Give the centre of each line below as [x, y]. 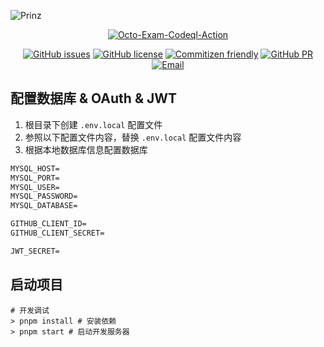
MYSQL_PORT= [35, 178]
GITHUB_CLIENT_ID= [48, 224]
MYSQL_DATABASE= [44, 206]
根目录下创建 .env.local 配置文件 [93, 124]
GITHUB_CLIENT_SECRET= [57, 233]
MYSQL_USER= [35, 187]
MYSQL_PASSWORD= [44, 196]
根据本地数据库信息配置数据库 [86, 149]
